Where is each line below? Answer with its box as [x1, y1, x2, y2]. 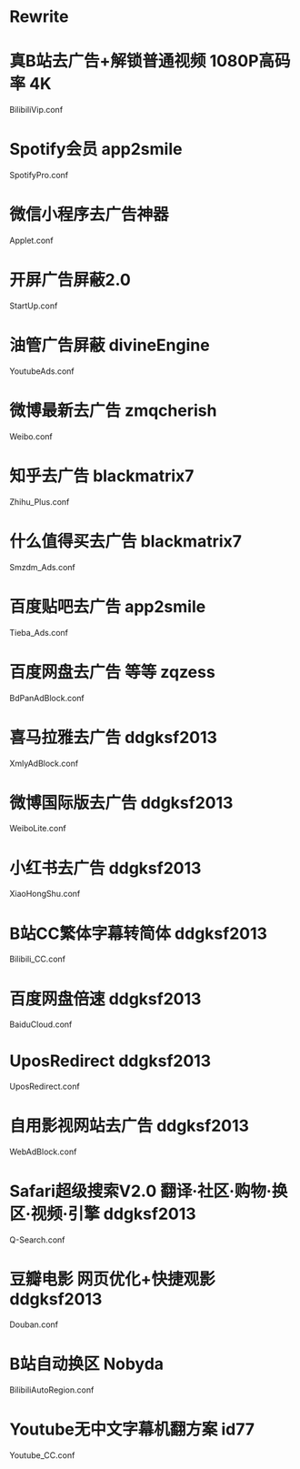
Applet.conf [9, 235, 54, 246]
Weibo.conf [9, 430, 53, 442]
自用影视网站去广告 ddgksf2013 [9, 1116, 250, 1136]
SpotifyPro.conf [9, 170, 69, 181]
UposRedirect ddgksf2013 [9, 1051, 212, 1072]
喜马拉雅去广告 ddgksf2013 [9, 727, 218, 748]
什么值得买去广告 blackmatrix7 [9, 530, 243, 551]
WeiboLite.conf [9, 823, 66, 834]
